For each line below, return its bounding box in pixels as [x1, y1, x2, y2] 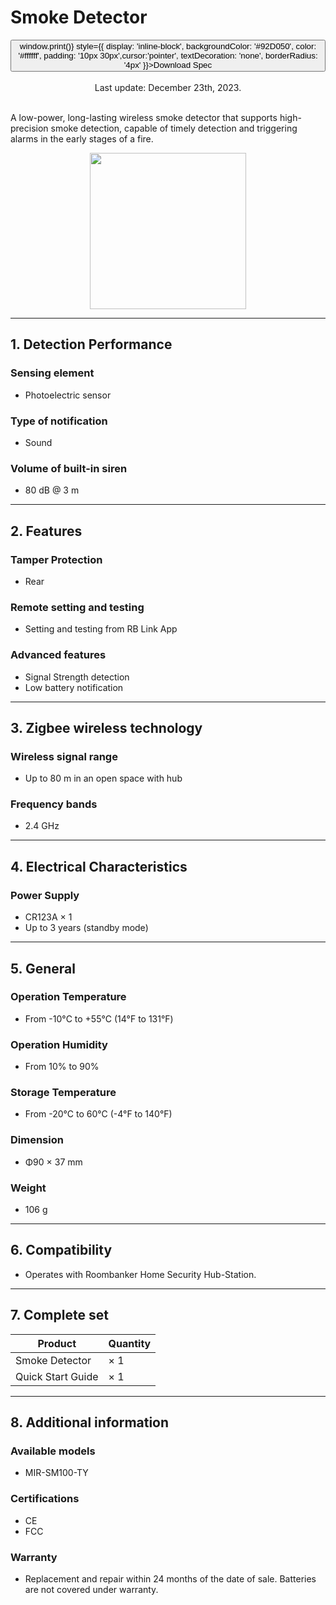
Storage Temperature [10, 1086, 117, 1100]
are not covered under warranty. [24, 1583, 159, 1595]
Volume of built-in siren [10, 461, 128, 475]
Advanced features [10, 648, 107, 662]
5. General [10, 960, 76, 977]
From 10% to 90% [24, 1061, 100, 1073]
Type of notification [10, 414, 108, 428]
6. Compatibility [10, 1242, 113, 1259]
